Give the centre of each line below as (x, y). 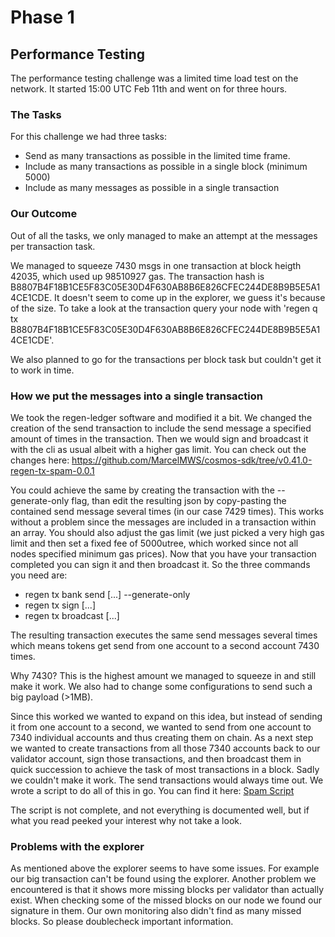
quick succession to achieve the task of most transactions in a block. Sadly (165, 769)
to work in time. (42, 370)
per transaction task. (53, 246)
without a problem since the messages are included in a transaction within (163, 522)
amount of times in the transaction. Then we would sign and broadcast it (159, 438)
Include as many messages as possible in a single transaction (152, 188)
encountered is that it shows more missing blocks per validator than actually (167, 890)
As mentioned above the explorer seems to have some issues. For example (165, 868)
